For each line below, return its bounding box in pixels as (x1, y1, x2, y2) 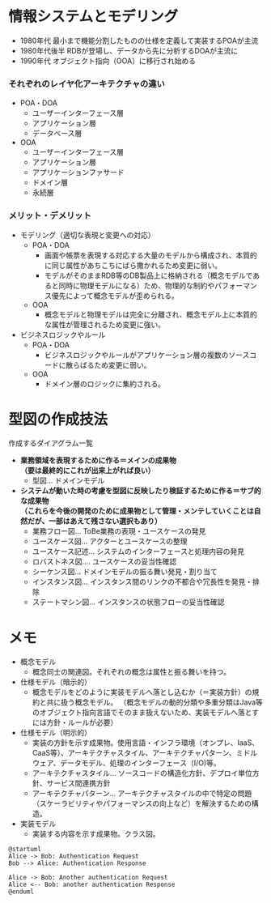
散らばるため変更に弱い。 (66, 360, 151, 369)
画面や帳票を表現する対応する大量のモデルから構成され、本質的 (44, 250, 257, 260)
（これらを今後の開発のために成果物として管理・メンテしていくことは (19, 506, 254, 516)
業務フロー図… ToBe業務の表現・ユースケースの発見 (32, 526, 206, 536)
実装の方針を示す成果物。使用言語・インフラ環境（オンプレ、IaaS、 (32, 738, 260, 748)
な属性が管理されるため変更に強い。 (44, 319, 166, 329)
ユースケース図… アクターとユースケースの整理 (32, 536, 188, 547)
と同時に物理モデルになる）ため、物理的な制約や (51, 280, 215, 290)
